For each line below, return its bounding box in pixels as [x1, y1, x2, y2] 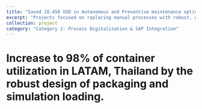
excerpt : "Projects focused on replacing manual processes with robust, [6, 14, 192, 20]
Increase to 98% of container [6, 52, 155, 65]
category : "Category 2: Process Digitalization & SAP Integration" [6, 25, 179, 32]
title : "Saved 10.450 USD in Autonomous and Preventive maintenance [6, 8, 182, 15]
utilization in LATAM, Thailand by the [6, 64, 194, 78]
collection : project [6, 20, 58, 26]
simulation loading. [6, 90, 105, 104]
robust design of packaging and [6, 77, 169, 91]
